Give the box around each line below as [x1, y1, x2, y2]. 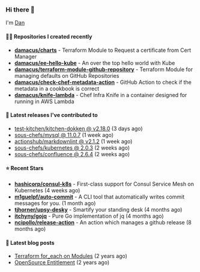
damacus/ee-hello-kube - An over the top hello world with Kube [14, 59, 175, 66]
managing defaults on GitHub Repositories [14, 72, 120, 79]
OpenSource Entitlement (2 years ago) [14, 259, 110, 266]
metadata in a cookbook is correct [14, 84, 100, 92]
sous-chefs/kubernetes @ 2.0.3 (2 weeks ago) [14, 144, 130, 151]
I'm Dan [5, 19, 25, 27]
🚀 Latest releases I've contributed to [5, 112, 98, 119]
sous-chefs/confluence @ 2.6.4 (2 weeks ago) [14, 150, 130, 157]
